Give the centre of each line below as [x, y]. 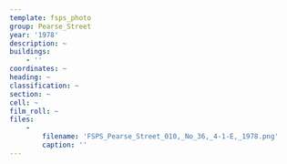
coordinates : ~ [38, 69]
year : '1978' [34, 35]
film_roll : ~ [34, 111]
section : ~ [30, 94]
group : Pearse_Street [51, 26]
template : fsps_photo [51, 18]
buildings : [30, 52]
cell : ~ [24, 102]
